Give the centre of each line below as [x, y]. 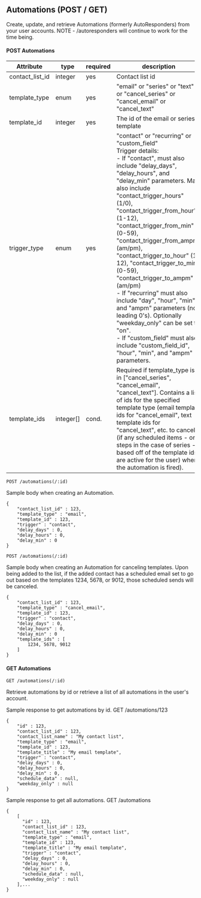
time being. [20, 37]
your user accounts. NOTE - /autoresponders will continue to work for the [97, 31]
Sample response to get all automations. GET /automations [79, 800]
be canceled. [22, 586]
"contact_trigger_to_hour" [153, 256]
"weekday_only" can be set [154, 323]
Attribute [30, 66]
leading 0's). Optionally [149, 316]
